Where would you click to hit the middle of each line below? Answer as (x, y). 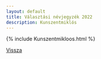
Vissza (14, 50)
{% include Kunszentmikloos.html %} (51, 39)
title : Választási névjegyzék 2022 (49, 17)
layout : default (26, 11)
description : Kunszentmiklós (41, 22)
